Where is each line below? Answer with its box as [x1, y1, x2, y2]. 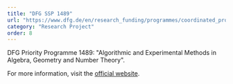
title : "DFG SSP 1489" [7, 10, 73, 17]
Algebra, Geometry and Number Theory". [7, 56, 126, 65]
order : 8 [7, 29, 33, 37]
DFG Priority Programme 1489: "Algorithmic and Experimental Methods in [7, 49, 217, 57]
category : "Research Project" [7, 23, 95, 30]
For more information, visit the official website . [7, 69, 140, 78]
